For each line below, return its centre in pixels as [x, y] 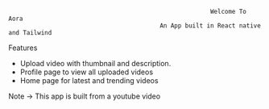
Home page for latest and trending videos [89, 80]
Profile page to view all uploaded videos [87, 72]
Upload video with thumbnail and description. [95, 63]
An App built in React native [211, 26]
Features [23, 48]
